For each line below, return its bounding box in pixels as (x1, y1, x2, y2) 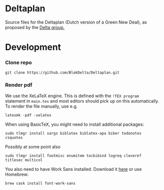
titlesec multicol (5, 158, 43, 163)
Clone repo (5, 59, 32, 66)
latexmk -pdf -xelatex (5, 112, 52, 118)
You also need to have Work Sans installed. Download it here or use (5, 166, 142, 172)
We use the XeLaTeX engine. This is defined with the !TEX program (5, 93, 139, 99)
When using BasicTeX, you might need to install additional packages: (5, 121, 144, 127)
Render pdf (5, 81, 33, 88)
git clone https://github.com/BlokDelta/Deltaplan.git (5, 70, 120, 75)
